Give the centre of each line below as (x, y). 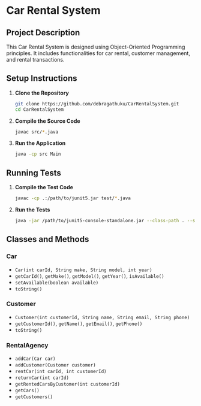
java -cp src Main (38, 154)
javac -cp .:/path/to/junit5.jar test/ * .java (73, 198)
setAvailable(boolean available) (57, 283)
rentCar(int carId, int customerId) (61, 372)
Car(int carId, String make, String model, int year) (83, 270)
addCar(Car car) (35, 359)
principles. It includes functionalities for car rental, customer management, (98, 53)
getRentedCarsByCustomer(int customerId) (67, 384)
